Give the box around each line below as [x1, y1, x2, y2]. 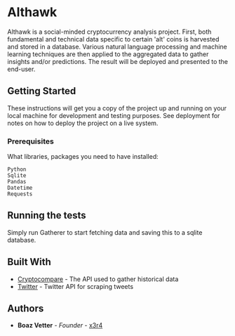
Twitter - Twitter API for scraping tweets [17, 282, 134, 290]
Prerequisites [7, 136, 54, 146]
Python [7, 166, 27, 173]
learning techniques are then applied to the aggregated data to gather [7, 50, 209, 58]
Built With [7, 256, 51, 268]
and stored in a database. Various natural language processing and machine [7, 42, 228, 51]
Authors [7, 303, 44, 315]
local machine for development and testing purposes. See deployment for [7, 111, 220, 119]
